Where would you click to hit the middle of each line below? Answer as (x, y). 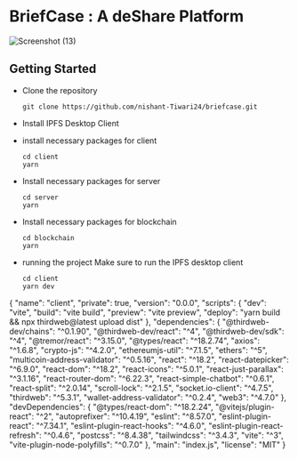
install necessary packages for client (89, 141)
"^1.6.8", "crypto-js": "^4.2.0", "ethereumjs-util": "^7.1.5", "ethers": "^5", (139, 350)
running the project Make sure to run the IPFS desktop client (133, 262)
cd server (40, 197)
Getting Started (53, 69)
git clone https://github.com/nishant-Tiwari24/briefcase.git (140, 107)
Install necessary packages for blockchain (100, 221)
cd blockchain (48, 238)
